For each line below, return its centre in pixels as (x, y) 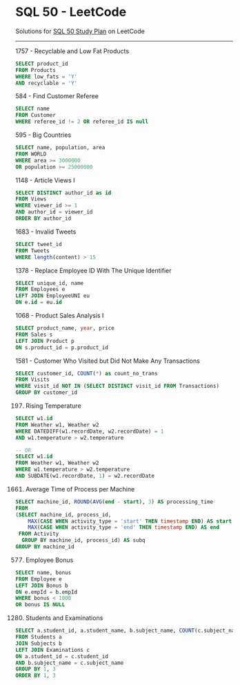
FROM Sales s (34, 335)
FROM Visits (32, 380)
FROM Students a (39, 637)
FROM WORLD (31, 154)
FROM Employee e (39, 579)
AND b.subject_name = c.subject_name (70, 663)
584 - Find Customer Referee (57, 96)
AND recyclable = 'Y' (47, 83)
